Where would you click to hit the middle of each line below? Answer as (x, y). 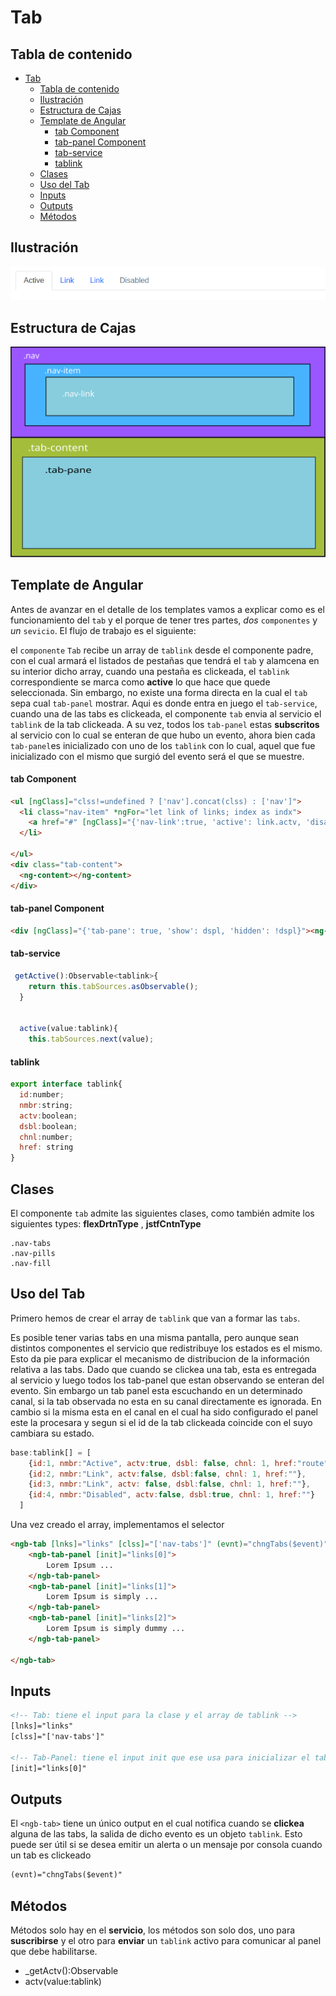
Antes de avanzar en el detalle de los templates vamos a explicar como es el (167, 609)
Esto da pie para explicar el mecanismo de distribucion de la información (160, 1358)
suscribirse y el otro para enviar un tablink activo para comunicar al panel (166, 1941)
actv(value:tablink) (63, 1982)
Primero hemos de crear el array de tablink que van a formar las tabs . (155, 1318)
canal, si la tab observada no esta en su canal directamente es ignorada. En (166, 1401)
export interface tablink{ (66, 1084)
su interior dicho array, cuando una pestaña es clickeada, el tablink (150, 671)
